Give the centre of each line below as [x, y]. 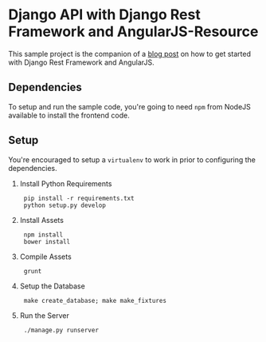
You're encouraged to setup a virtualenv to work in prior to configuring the [132, 159]
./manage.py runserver [61, 330]
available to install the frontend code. [69, 115]
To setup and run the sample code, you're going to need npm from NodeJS [129, 106]
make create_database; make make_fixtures [95, 300]
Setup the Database [52, 286]
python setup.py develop [65, 205]
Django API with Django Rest [104, 15]
